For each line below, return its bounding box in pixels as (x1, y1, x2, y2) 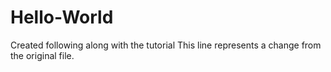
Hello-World (10, 6, 114, 29)
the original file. (10, 49, 75, 61)
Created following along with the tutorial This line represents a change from (10, 39, 322, 51)
